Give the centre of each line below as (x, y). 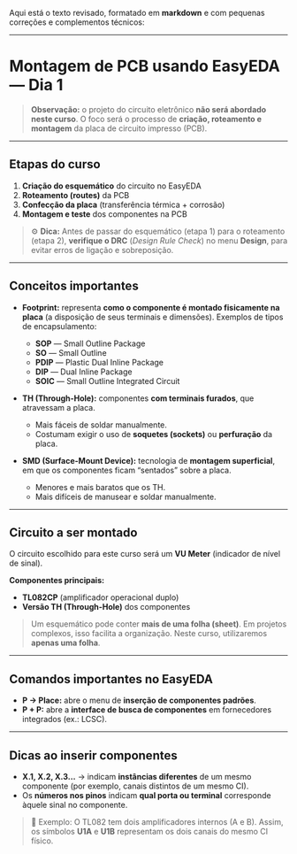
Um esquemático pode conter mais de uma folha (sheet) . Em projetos (159, 624)
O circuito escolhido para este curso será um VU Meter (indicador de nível (145, 554)
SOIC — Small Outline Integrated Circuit (107, 381)
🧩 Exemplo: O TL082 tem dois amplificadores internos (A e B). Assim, (157, 822)
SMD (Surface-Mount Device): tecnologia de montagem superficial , (148, 460)
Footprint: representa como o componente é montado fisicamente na (151, 307)
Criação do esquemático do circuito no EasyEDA (111, 186)
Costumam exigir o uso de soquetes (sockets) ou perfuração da (153, 434)
